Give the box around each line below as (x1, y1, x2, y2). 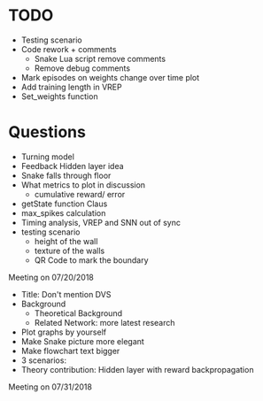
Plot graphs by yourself (20, 327, 107, 337)
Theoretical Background (34, 307, 123, 319)
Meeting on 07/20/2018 (8, 272, 95, 282)
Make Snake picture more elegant (20, 335, 145, 346)
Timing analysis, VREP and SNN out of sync (20, 217, 181, 227)
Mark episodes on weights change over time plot (20, 72, 200, 82)
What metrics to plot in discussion (20, 179, 146, 190)
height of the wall (34, 235, 98, 246)
